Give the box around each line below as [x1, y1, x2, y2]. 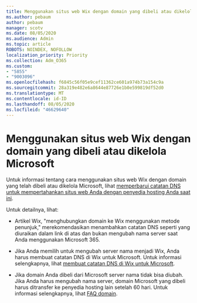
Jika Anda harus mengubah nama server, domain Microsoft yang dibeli [14, 278, 186, 285]
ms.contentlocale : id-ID [6, 96, 67, 101]
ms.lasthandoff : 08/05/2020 [6, 101, 75, 107]
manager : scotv [6, 25, 43, 31]
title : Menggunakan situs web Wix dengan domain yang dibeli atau [6, 8, 172, 15]
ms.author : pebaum [6, 14, 51, 20]
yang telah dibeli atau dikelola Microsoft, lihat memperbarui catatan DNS [6, 182, 181, 189]
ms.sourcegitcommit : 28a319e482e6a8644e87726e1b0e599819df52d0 [6, 85, 164, 91]
